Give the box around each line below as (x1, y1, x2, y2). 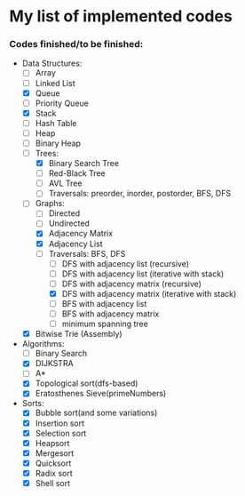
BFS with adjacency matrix (61, 308, 160, 319)
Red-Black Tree (48, 168, 106, 179)
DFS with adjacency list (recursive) (61, 258, 189, 268)
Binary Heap (35, 138, 82, 148)
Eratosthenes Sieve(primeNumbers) (35, 388, 167, 399)
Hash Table (35, 117, 77, 128)
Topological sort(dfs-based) (35, 378, 138, 388)
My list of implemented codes (9, 6, 233, 27)
